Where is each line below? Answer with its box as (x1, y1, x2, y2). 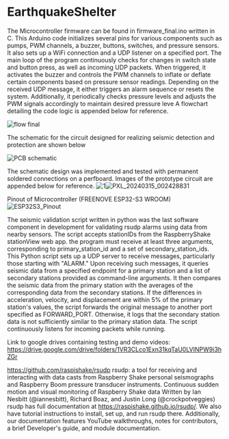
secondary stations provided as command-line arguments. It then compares (7, 273, 221, 281)
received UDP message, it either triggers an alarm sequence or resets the (7, 85, 215, 93)
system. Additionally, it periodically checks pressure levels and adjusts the (7, 92, 217, 100)
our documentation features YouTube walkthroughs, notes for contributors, (7, 416, 219, 425)
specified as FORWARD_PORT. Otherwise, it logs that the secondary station (7, 310, 220, 318)
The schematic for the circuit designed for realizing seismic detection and (7, 133, 215, 141)
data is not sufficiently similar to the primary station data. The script (7, 317, 198, 325)
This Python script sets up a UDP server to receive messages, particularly (7, 251, 215, 260)
